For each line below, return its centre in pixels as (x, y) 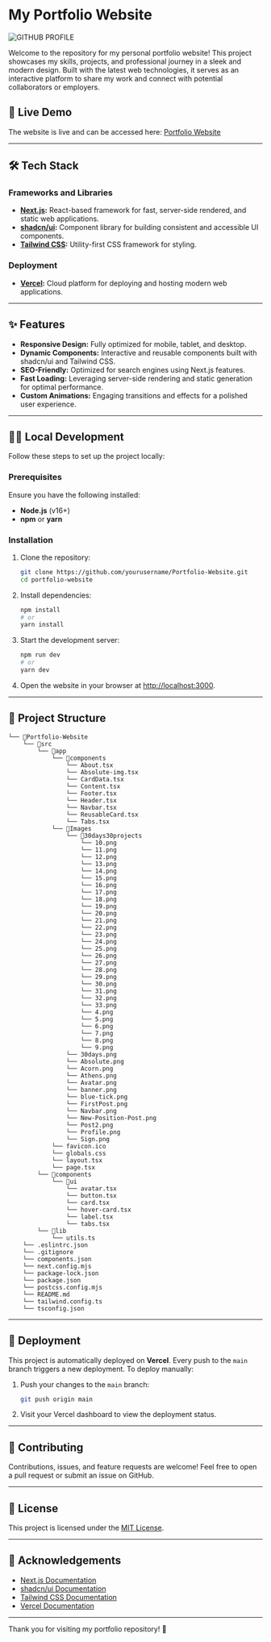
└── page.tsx (73, 1167)
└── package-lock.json (61, 1273)
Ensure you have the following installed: (75, 494)
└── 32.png (98, 998)
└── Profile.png (93, 1132)
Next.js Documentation (58, 1580)
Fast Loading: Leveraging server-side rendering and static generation (136, 378)
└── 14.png (98, 871)
